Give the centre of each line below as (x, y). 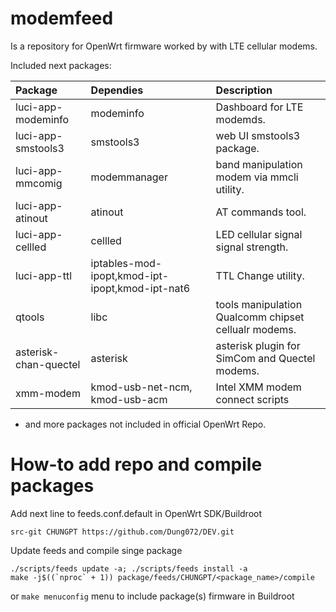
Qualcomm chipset (260, 317)
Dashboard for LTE (259, 107)
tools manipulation (259, 304)
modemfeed (62, 18)
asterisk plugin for (258, 345)
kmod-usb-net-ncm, (141, 387)
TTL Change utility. (260, 275)
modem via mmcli (257, 177)
